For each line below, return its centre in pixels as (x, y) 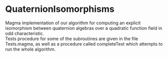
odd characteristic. (25, 33)
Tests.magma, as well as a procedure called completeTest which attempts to (84, 44)
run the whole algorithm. (31, 49)
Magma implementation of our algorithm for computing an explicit (73, 23)
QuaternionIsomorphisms (60, 9)
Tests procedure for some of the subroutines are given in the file (72, 39)
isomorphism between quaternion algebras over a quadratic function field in (84, 28)
